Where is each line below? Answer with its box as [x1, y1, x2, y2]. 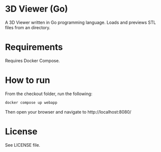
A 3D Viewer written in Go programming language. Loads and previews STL [5, 19, 156, 25]
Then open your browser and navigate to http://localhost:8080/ [5, 109, 132, 115]
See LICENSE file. [5, 142, 40, 148]
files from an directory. [5, 24, 51, 30]
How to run [5, 75, 50, 86]
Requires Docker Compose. [5, 57, 60, 64]
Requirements [5, 42, 63, 53]
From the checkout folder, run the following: [5, 91, 93, 97]
